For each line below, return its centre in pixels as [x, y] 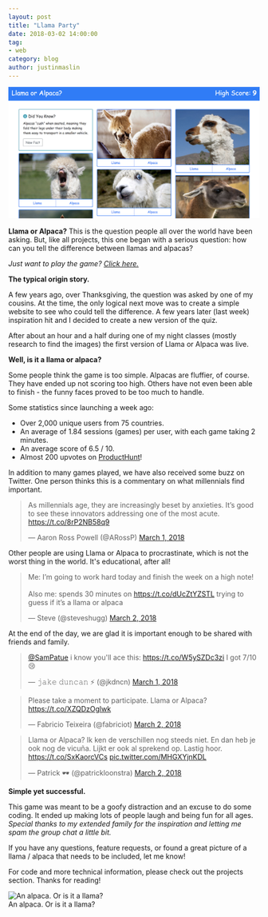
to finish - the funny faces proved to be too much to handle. [106, 393]
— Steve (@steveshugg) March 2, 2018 [92, 618]
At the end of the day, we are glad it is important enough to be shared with [130, 634]
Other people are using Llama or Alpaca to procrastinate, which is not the [128, 553]
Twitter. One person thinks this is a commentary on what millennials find [126, 481]
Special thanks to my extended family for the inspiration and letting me [125, 824]
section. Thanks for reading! [55, 880]
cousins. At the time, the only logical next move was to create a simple [124, 303]
